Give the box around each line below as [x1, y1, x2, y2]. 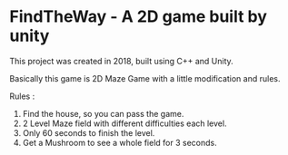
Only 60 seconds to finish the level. [22, 127, 155, 138]
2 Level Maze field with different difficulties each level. [22, 118, 227, 129]
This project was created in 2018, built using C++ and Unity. [9, 55, 233, 66]
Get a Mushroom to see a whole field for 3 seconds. [22, 137, 217, 148]
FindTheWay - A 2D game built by [9, 6, 268, 27]
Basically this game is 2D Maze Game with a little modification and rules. [9, 73, 281, 83]
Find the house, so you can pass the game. [22, 108, 184, 119]
